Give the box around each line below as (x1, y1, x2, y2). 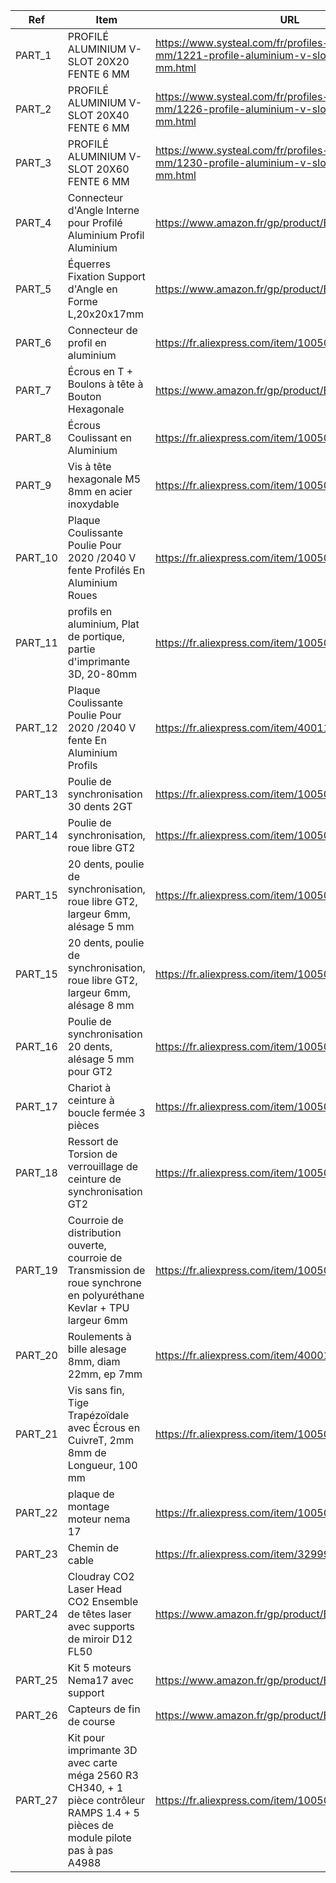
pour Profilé (67, 216, 123, 229)
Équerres (67, 257, 111, 271)
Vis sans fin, (67, 1384, 125, 1397)
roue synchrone (67, 1276, 142, 1289)
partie (67, 642, 96, 656)
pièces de (67, 1819, 115, 1832)
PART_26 (15, 1709, 58, 1722)
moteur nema (67, 1512, 131, 1526)
